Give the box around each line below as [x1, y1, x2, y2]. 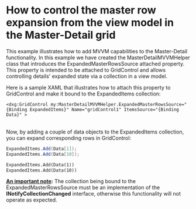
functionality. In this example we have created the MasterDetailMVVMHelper [6, 54, 190, 61]
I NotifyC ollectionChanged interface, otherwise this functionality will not [6, 190, 181, 197]
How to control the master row [6, 4, 156, 17]
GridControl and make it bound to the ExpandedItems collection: [6, 90, 161, 97]
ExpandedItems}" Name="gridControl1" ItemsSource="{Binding [29, 107, 180, 112]
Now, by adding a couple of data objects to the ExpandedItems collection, [6, 128, 184, 135]
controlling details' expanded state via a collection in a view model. [6, 73, 168, 80]
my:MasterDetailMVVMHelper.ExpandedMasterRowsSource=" [50, 101, 187, 107]
